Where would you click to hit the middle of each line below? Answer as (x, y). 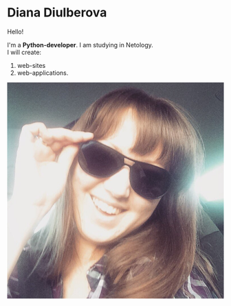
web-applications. (43, 73)
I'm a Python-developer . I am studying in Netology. (80, 45)
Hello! (15, 32)
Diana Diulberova (57, 13)
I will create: (24, 52)
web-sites (31, 65)
